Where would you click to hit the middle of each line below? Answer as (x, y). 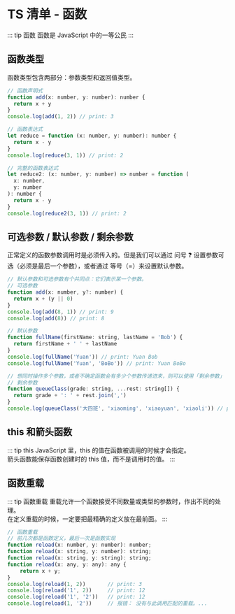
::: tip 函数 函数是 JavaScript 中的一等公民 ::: (71, 35)
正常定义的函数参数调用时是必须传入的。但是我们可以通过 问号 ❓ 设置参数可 (116, 255)
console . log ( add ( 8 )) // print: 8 (56, 318)
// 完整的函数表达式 (33, 168)
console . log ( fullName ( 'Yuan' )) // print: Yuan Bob (83, 357)
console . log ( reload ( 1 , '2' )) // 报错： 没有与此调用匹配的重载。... (107, 604)
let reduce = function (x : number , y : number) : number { (92, 136)
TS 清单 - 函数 (47, 14)
